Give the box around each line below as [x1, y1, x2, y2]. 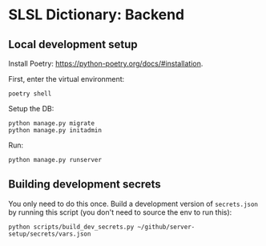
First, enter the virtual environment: [8, 75, 125, 83]
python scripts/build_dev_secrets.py [8, 223, 135, 231]
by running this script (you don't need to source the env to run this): [8, 207, 232, 217]
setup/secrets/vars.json [8, 230, 91, 238]
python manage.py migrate [8, 119, 95, 127]
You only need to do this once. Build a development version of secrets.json [8, 199, 259, 208]
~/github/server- [137, 223, 195, 231]
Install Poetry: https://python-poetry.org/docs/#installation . [8, 58, 204, 68]
